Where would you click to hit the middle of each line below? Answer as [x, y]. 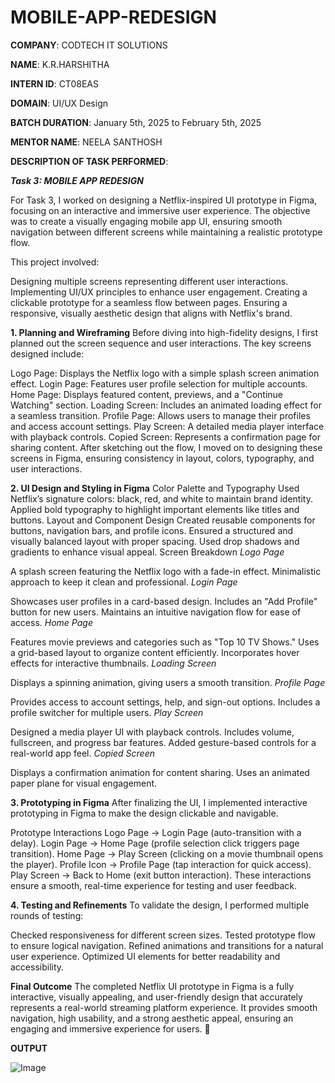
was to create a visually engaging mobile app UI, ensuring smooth [146, 221]
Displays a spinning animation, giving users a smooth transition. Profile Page [168, 682]
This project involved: [55, 262]
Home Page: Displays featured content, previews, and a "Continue [146, 394]
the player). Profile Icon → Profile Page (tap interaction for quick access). [161, 864]
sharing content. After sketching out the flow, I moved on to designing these [166, 447]
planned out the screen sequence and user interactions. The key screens [161, 343]
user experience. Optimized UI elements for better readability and [145, 956]
